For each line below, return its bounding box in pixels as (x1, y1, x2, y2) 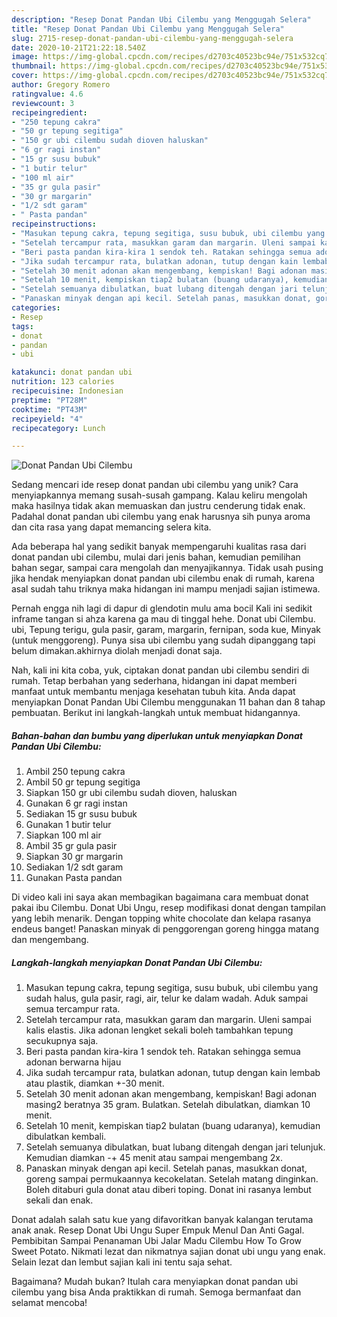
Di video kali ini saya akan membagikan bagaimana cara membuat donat (11, 891, 309, 903)
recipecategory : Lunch (11, 423, 106, 433)
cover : (11, 71, 39, 81)
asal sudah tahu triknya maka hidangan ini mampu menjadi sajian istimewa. (11, 583, 321, 595)
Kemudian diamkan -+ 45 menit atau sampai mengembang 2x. (25, 1152, 284, 1164)
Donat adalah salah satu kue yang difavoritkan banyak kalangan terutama (11, 1214, 314, 1226)
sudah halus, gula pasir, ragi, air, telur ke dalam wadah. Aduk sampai (25, 992, 309, 1005)
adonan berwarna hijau (25, 1056, 122, 1068)
